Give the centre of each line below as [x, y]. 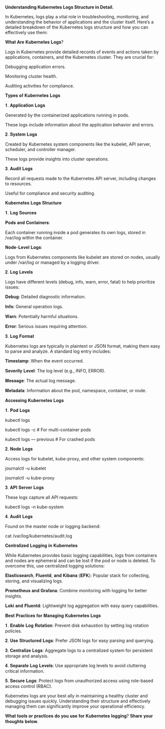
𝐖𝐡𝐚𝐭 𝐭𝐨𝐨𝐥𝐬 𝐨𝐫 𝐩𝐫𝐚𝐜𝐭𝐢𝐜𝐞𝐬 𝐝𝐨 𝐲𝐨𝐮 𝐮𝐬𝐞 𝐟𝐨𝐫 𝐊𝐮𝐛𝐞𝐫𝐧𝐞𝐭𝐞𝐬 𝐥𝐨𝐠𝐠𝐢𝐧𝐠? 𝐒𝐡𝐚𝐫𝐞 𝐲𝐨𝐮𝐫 [79, 716]
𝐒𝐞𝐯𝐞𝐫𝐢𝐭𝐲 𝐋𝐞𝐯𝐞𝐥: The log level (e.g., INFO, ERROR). [55, 371]
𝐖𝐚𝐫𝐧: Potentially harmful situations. [42, 316]
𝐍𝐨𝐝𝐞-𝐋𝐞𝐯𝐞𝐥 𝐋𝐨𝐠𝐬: [24, 247]
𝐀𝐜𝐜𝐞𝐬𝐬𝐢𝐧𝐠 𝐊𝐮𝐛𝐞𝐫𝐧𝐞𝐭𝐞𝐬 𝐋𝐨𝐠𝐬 [34, 400]
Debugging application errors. [35, 67]
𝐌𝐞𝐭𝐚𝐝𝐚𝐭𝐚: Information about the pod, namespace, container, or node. [76, 390]
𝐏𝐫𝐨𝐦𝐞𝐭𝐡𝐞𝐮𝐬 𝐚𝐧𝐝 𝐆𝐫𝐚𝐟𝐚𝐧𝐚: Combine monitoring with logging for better [76, 590]
